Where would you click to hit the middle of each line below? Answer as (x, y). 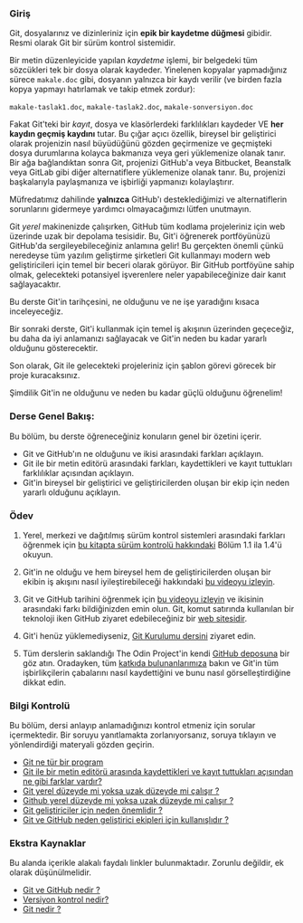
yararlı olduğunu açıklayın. (71, 492)
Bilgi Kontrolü (40, 706)
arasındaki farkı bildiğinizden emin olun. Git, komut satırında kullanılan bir (158, 608)
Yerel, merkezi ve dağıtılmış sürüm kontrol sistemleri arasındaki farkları (154, 535)
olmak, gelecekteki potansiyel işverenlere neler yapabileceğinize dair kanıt (148, 275)
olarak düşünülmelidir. (51, 872)
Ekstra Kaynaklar (47, 843)
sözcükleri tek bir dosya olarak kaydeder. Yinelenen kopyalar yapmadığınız (148, 70)
